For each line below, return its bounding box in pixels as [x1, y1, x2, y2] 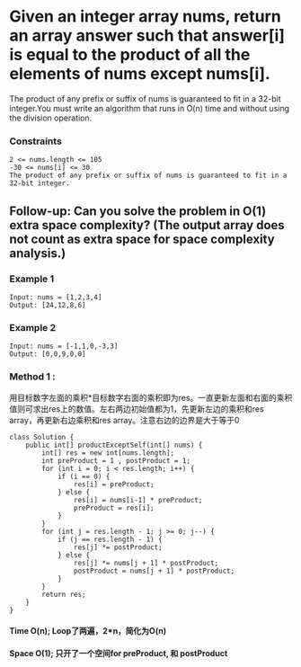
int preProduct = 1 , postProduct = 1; [41, 456, 191, 465]
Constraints [9, 135, 63, 147]
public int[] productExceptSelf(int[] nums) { [25, 440, 203, 449]
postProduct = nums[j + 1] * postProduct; [73, 566, 235, 575]
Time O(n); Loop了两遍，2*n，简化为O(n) [9, 626, 167, 636]
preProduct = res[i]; [73, 503, 155, 512]
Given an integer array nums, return [9, 6, 281, 27]
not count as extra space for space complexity [9, 231, 276, 246]
